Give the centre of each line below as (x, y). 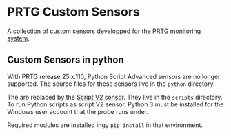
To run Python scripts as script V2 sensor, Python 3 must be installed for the (115, 104)
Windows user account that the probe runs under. (78, 111)
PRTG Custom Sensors (73, 12)
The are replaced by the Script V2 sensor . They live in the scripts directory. (115, 97)
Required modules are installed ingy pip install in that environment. (105, 125)
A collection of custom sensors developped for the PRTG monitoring (104, 31)
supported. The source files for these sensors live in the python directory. (111, 84)
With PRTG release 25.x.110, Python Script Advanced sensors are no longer (114, 76)
